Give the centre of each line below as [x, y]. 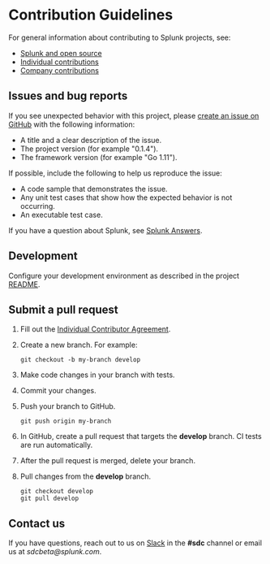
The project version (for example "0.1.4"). [89, 149]
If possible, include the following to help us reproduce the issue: [116, 173]
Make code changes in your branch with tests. [98, 375]
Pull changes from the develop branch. [86, 476]
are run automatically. [56, 445]
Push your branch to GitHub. [68, 406]
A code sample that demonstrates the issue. [94, 189]
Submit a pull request [64, 309]
